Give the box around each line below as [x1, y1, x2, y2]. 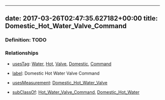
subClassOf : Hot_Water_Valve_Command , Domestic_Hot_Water [12, 89, 140, 95]
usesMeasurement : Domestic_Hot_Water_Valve [12, 80, 108, 85]
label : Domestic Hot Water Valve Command [12, 70, 100, 76]
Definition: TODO [5, 37, 47, 43]
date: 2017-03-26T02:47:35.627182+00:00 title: [5, 14, 158, 22]
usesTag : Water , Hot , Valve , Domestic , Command [12, 60, 111, 66]
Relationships [5, 50, 39, 57]
